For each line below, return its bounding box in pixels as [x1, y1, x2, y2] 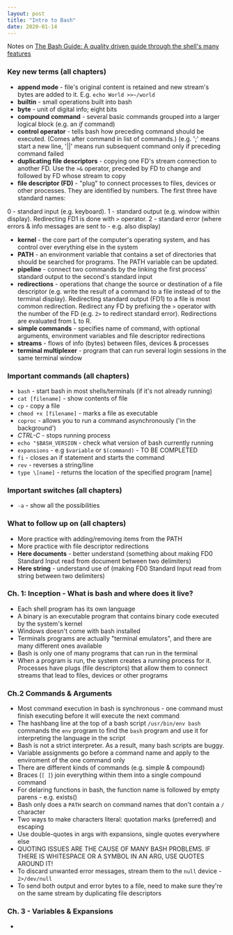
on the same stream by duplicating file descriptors [17, 889, 162, 897]
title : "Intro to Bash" [7, 17, 77, 24]
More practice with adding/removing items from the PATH [17, 534, 183, 543]
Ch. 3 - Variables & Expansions [7, 906, 113, 916]
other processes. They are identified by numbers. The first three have [17, 186, 217, 195]
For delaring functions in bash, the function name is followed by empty [17, 785, 220, 794]
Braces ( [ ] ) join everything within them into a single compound [17, 771, 202, 779]
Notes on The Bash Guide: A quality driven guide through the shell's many [7, 42, 219, 51]
